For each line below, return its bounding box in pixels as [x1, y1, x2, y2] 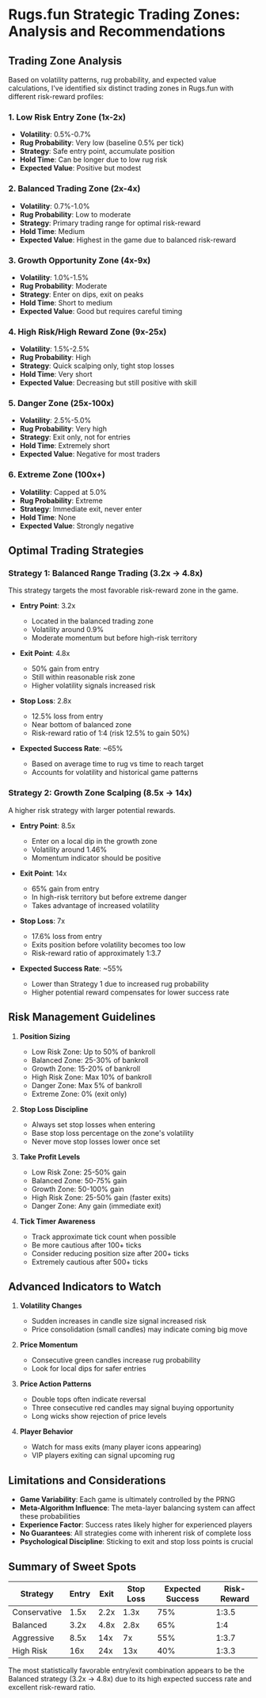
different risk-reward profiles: [8, 92, 104, 101]
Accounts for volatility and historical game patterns [31, 768, 199, 777]
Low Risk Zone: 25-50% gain [31, 1167, 127, 1177]
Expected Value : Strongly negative [19, 521, 135, 531]
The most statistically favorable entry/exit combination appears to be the [8, 1665, 245, 1675]
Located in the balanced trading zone [31, 616, 154, 626]
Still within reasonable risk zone [31, 673, 135, 682]
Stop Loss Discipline [19, 1104, 89, 1113]
